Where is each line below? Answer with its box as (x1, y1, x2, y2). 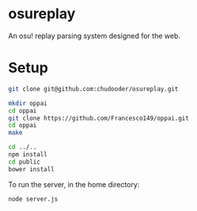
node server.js (8, 195, 59, 203)
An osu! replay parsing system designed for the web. (8, 31, 180, 40)
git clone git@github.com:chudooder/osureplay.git (8, 85, 179, 93)
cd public (8, 158, 41, 166)
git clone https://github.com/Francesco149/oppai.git (8, 114, 190, 122)
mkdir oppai (8, 99, 47, 107)
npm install (8, 151, 47, 159)
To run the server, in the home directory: (8, 179, 140, 189)
